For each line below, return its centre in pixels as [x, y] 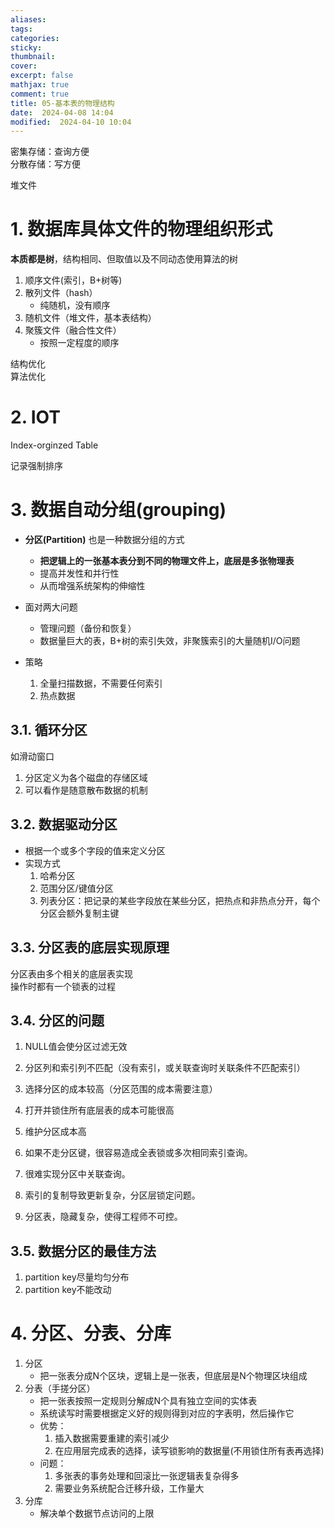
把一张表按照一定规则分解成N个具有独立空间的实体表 [148, 1401]
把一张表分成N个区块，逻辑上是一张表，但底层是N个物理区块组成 [173, 1376]
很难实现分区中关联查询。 [77, 1174]
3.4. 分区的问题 [57, 1020]
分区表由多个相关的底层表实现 [71, 973]
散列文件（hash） [61, 293]
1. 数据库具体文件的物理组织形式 [141, 229]
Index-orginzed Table [54, 445]
